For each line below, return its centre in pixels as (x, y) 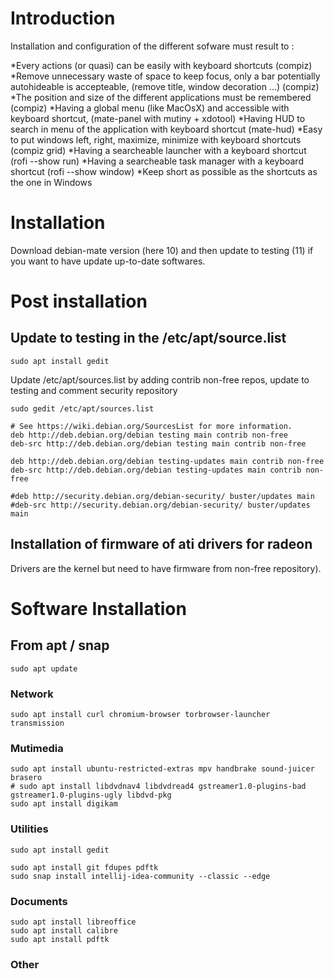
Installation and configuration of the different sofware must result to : (152, 46)
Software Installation (98, 608)
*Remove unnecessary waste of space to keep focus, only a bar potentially (165, 76)
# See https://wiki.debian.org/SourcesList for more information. (151, 426)
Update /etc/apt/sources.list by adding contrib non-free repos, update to (160, 379)
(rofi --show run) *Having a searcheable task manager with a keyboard (157, 161)
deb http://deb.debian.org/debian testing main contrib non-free (149, 435)
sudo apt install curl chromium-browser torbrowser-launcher (140, 714)
